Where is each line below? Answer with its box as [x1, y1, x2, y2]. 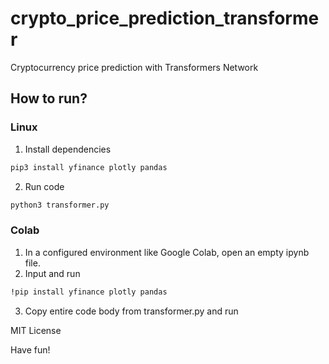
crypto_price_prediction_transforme [10, 7, 320, 30]
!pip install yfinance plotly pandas [10, 287, 168, 297]
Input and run [24, 267, 81, 279]
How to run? [10, 90, 88, 107]
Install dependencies [24, 143, 112, 155]
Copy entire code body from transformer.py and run [24, 305, 239, 317]
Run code [24, 180, 65, 192]
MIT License [10, 324, 62, 336]
